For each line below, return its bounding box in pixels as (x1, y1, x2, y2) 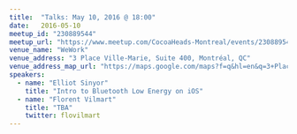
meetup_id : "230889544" (9, 29, 97, 38)
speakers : (9, 71, 46, 79)
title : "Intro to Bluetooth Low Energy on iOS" (25, 86, 203, 95)
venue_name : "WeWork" (9, 46, 89, 55)
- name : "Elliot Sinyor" (17, 78, 109, 87)
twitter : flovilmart (25, 111, 101, 120)
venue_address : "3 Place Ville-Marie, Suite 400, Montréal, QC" (9, 54, 251, 63)
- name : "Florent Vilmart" (17, 94, 117, 104)
